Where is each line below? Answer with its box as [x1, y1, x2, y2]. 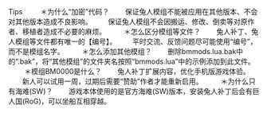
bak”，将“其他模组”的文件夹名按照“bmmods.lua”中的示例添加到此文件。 [19, 56, 255, 66]
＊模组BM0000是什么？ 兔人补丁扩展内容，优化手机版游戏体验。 [23, 67, 251, 76]
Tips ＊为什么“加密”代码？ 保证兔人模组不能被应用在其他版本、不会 [8, 7, 258, 16]
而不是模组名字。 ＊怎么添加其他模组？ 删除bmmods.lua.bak [8, 47, 237, 56]
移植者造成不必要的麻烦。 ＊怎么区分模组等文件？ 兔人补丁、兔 [22, 27, 259, 36]
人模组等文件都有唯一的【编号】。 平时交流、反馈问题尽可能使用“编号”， [8, 37, 257, 46]
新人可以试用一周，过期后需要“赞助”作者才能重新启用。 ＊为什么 [22, 76, 249, 86]
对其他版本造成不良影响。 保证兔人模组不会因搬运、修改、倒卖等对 [8, 17, 241, 26]
